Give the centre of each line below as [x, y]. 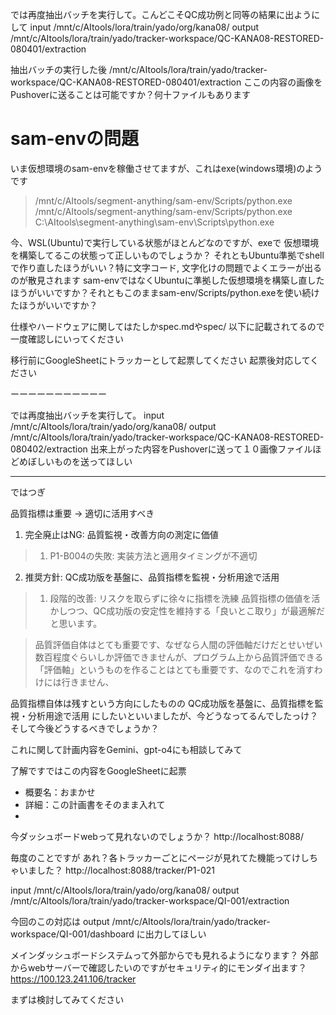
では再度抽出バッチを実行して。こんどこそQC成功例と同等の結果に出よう [161, 14]
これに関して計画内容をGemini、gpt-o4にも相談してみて [126, 749]
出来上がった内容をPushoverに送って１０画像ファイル [201, 449]
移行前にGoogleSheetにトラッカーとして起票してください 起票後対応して [160, 360]
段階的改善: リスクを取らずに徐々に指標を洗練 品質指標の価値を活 [185, 598]
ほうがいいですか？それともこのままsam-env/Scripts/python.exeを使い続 [161, 292]
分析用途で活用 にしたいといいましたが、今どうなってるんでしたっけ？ [173, 715]
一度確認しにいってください [67, 339]
